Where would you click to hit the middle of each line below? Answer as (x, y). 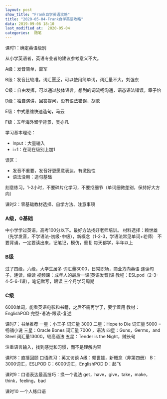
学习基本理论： (20, 132)
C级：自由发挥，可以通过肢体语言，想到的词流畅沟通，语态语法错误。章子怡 (83, 90)
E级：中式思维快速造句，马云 (35, 111)
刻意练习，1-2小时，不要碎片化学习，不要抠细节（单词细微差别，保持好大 (81, 187)
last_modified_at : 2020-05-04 (38, 28)
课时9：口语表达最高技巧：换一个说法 (44, 374)
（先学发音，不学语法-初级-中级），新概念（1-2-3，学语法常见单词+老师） (81, 236)
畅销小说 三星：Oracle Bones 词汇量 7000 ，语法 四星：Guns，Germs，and (83, 330)
